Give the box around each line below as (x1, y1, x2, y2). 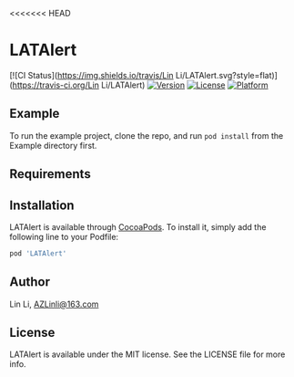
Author (9, 274, 50, 290)
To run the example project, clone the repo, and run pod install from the (9, 130, 284, 141)
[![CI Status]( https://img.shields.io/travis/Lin (9, 69, 175, 80)
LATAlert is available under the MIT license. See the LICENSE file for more (9, 349, 286, 360)
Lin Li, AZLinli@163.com (9, 298, 99, 309)
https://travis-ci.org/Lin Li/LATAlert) (12, 79, 146, 90)
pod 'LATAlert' (9, 248, 67, 258)
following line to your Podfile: (9, 231, 119, 242)
